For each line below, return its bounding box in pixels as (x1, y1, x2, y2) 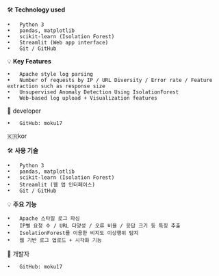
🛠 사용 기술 (7, 146, 39, 154)
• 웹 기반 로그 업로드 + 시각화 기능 (7, 237, 102, 244)
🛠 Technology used (7, 5, 66, 14)
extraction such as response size (7, 83, 106, 89)
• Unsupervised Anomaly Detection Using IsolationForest (7, 89, 179, 96)
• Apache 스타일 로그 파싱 (7, 215, 80, 222)
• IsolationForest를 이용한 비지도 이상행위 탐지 (7, 230, 139, 236)
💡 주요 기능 (7, 200, 37, 208)
